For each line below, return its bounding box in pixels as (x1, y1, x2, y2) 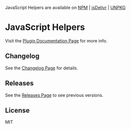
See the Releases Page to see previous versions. (5, 92, 104, 98)
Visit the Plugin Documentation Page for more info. (5, 38, 108, 43)
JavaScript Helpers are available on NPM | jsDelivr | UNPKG (5, 5, 126, 10)
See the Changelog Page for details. (5, 65, 79, 71)
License (5, 106, 30, 114)
